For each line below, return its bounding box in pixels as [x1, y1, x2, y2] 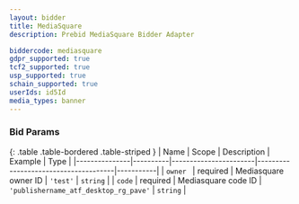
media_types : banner [9, 96, 87, 105]
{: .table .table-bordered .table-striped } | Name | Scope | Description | [9, 146, 270, 157]
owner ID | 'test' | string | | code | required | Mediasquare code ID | [9, 174, 262, 185]
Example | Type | [9, 155, 72, 166]
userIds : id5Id [9, 87, 66, 97]
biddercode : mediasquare [9, 46, 102, 55]
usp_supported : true [9, 71, 87, 81]
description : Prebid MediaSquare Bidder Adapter [9, 30, 195, 39]
